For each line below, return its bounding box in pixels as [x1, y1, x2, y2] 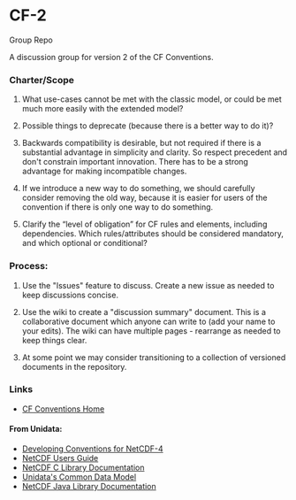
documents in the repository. [21, 361, 127, 372]
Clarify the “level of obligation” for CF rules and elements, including [21, 219, 268, 230]
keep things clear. [21, 335, 87, 345]
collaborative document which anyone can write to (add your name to [21, 316, 276, 327]
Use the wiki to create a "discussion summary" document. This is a [21, 306, 267, 317]
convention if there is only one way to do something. [21, 202, 214, 212]
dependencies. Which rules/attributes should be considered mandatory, [21, 228, 285, 239]
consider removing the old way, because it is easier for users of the [21, 192, 268, 204]
